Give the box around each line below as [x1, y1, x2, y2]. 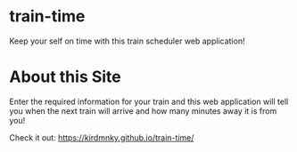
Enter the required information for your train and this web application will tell [9, 96, 289, 107]
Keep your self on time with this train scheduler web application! [9, 36, 245, 46]
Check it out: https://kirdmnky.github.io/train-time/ [9, 132, 194, 143]
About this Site [9, 67, 122, 87]
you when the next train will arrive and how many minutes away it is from [9, 105, 277, 116]
